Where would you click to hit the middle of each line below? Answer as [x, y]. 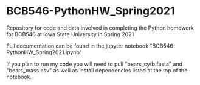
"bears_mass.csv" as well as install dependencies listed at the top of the [97, 70]
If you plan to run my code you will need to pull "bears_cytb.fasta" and [94, 64]
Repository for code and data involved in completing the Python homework [100, 28]
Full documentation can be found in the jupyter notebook [78, 46]
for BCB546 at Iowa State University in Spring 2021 [70, 34]
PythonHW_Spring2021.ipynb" [44, 52]
